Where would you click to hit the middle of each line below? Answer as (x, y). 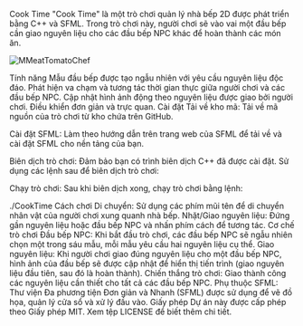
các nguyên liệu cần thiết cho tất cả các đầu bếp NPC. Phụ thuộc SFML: (144, 283)
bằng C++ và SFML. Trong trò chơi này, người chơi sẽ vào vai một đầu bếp (148, 24)
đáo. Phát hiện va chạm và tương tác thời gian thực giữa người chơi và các (147, 87)
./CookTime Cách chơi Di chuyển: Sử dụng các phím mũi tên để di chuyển (147, 206)
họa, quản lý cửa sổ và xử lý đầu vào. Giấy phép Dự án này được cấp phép (148, 302)
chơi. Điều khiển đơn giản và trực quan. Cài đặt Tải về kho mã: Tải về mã (144, 107)
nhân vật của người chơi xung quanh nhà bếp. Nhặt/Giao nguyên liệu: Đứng (150, 216)
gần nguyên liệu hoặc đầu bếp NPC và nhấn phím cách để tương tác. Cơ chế (152, 225)
